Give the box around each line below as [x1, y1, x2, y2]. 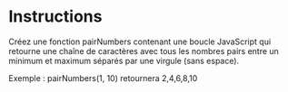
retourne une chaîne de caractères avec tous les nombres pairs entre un [8, 45, 279, 56]
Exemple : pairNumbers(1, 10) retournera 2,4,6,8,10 [8, 72, 198, 83]
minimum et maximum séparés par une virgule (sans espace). [8, 55, 240, 66]
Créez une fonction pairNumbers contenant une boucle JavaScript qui [8, 36, 272, 47]
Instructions [8, 6, 103, 27]
